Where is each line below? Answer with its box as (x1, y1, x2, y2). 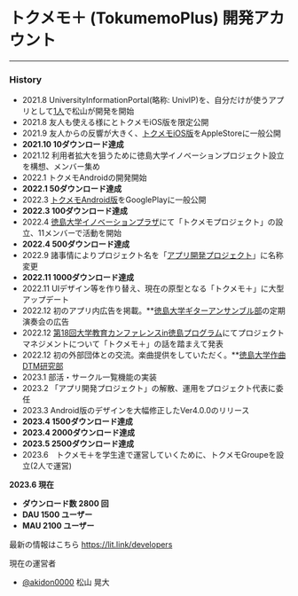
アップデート (21, 294, 69, 305)
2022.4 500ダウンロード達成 (21, 239, 130, 249)
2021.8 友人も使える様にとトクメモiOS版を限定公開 (21, 117, 209, 128)
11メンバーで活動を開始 (37, 228, 122, 239)
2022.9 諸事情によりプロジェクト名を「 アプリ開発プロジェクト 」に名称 (21, 250, 284, 261)
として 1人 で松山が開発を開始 (29, 106, 135, 116)
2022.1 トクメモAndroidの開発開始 (21, 172, 148, 183)
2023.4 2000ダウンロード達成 (21, 427, 136, 438)
